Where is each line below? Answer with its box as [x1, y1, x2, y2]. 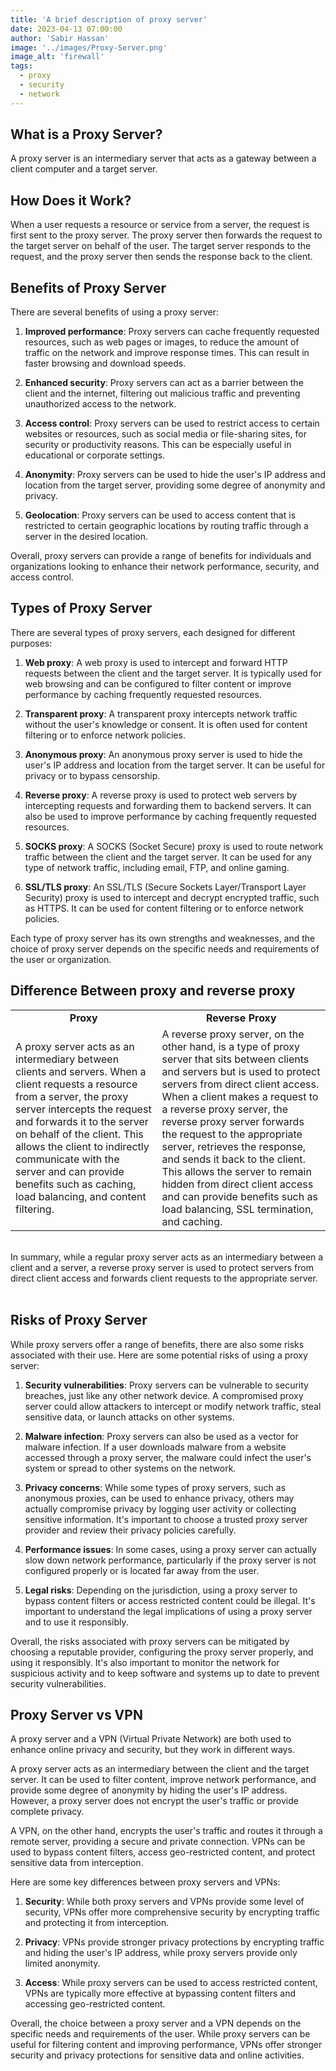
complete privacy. [10, 1806, 85, 1818]
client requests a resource [15, 1077, 138, 1091]
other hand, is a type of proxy [161, 1039, 300, 1053]
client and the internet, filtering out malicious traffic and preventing [24, 387, 301, 400]
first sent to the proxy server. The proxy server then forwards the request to [10, 229, 323, 241]
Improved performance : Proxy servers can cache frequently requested [24, 326, 320, 338]
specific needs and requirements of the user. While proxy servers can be [10, 2028, 311, 2040]
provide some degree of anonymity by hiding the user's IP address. [10, 1784, 288, 1796]
